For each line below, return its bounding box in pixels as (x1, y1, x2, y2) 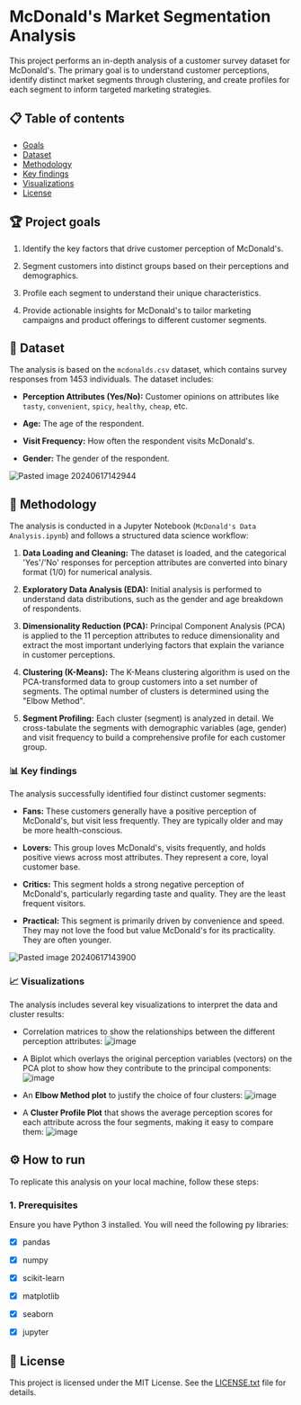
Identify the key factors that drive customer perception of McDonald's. (22, 243, 284, 254)
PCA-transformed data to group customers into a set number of (22, 677, 258, 688)
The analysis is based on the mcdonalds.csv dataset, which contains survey (9, 365, 288, 375)
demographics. (22, 270, 79, 281)
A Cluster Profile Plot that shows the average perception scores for (22, 1107, 273, 1118)
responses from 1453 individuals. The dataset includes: (9, 374, 214, 384)
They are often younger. (22, 934, 112, 946)
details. (9, 1387, 37, 1398)
